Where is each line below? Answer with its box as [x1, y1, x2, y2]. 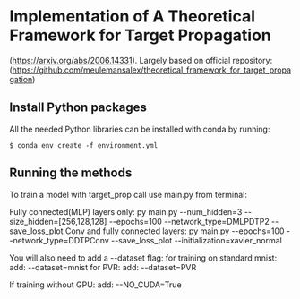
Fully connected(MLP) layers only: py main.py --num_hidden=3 [9, 206, 243, 217]
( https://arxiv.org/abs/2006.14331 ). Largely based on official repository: [9, 55, 273, 65]
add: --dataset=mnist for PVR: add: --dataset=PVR [9, 261, 197, 272]
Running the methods [9, 166, 133, 181]
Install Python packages [9, 100, 148, 115]
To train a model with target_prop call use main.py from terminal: [9, 189, 248, 200]
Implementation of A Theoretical [9, 6, 256, 27]
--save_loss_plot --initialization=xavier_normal [110, 235, 282, 245]
